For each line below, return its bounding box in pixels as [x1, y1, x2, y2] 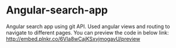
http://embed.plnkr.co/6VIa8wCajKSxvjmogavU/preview [6, 35, 140, 42]
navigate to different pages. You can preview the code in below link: [6, 29, 169, 36]
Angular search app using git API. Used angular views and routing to [6, 23, 170, 30]
